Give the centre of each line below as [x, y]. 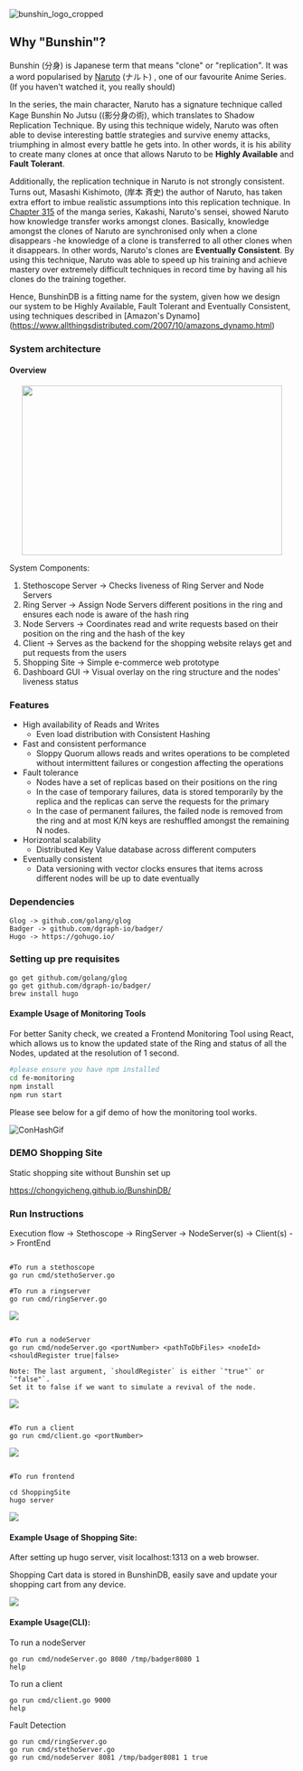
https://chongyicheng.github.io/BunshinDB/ [90, 1190]
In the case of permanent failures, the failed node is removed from [159, 811]
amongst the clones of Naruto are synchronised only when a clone [133, 231]
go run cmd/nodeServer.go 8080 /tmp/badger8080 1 [105, 1659]
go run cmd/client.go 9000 [60, 1700]
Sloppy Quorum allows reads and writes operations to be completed [163, 753]
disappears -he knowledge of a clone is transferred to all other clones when [151, 241]
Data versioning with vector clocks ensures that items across [150, 869]
